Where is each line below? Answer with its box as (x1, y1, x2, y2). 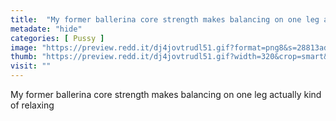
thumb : (10, 52, 38, 62)
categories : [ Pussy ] (10, 33, 105, 43)
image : (10, 42, 38, 53)
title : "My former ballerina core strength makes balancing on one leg (10, 14, 320, 25)
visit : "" (10, 61, 52, 71)
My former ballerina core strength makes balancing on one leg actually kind (10, 89, 322, 100)
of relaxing (10, 99, 55, 111)
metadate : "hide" (10, 24, 83, 34)
